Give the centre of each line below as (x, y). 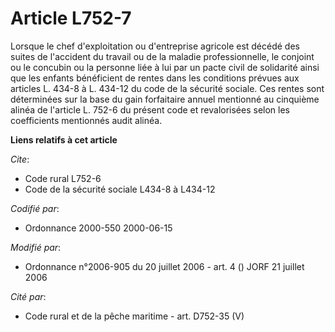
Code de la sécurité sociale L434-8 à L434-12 (120, 189)
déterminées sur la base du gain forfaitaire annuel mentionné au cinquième (165, 99)
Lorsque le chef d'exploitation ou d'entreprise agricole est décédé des (155, 46)
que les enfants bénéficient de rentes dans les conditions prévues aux (155, 78)
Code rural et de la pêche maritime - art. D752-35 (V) (134, 316)
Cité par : (28, 296)
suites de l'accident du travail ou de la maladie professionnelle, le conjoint (162, 56)
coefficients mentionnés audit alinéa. (86, 120)
